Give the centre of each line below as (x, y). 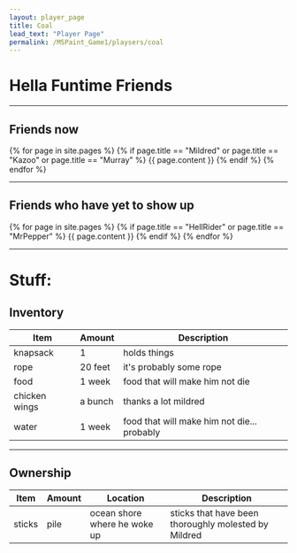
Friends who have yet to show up (102, 206)
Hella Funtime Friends (91, 86)
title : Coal (31, 26)
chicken (30, 396)
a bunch (97, 401)
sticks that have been (214, 512)
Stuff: (30, 280)
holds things (148, 352)
